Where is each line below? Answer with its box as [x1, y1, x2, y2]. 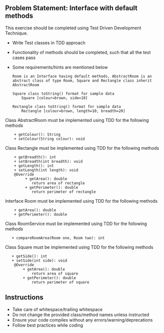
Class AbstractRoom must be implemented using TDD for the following [5, 117, 149, 123]
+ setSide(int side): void [11, 258, 68, 263]
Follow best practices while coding [12, 322, 83, 328]
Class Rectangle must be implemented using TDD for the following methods [5, 145, 160, 151]
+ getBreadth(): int [14, 155, 56, 160]
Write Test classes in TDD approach [12, 40, 85, 46]
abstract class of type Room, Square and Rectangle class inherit [12, 78, 152, 83]
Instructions [5, 293, 43, 302]
